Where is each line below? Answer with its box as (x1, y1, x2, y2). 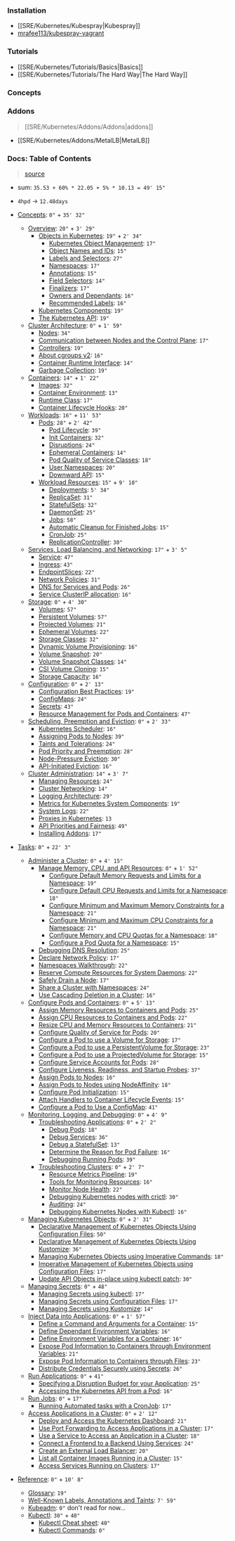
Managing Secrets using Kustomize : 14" (38, 1305, 154, 1313)
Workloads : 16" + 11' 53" (27, 411, 102, 420)
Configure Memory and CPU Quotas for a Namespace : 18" (48, 931, 218, 940)
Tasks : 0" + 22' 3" (17, 843, 72, 851)
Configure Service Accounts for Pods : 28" (38, 1058, 160, 1066)
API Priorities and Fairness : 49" (38, 822, 128, 830)
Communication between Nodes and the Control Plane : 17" (38, 336, 209, 344)
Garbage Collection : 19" (38, 366, 108, 375)
